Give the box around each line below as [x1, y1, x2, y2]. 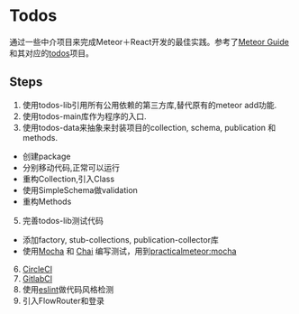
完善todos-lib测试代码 [22, 215, 104, 226]
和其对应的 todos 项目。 [9, 47, 95, 59]
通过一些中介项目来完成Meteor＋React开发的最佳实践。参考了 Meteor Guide [9, 36, 290, 47]
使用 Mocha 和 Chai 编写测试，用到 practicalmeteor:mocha [22, 245, 237, 256]
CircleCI [22, 263, 52, 274]
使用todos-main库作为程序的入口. [22, 110, 147, 122]
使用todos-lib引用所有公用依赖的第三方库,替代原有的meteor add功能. [22, 99, 277, 110]
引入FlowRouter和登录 [22, 295, 105, 306]
